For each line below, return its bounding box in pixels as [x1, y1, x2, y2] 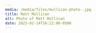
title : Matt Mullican [5, 12, 50, 16]
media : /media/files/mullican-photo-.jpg [5, 7, 92, 12]
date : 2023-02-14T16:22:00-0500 [5, 20, 71, 26]
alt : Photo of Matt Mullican [5, 16, 65, 21]
